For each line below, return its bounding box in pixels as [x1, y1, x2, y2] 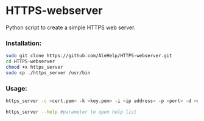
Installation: [5, 39, 42, 47]
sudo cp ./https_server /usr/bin [5, 69, 91, 76]
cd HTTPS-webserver [5, 58, 55, 64]
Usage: [5, 84, 28, 92]
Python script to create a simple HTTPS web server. [5, 24, 136, 31]
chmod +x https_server [5, 64, 63, 70]
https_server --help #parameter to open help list [5, 109, 137, 115]
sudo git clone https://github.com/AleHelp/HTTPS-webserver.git [5, 53, 172, 59]
